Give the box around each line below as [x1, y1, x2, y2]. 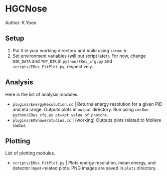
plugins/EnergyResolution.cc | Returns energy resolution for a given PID [12, 101, 162, 107]
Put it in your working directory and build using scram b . [12, 47, 128, 53]
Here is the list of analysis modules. [5, 91, 79, 97]
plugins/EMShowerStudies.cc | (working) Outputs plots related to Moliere [12, 117, 161, 123]
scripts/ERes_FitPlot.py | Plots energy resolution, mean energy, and [12, 160, 156, 166]
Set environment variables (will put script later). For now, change [12, 53, 146, 59]
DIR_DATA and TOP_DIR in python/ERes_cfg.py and [12, 58, 112, 64]
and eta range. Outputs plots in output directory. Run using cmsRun [12, 106, 149, 112]
